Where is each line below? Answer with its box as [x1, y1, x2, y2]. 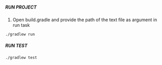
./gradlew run [5, 32, 35, 37]
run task [12, 22, 30, 28]
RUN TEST [5, 42, 28, 48]
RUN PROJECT [5, 4, 37, 10]
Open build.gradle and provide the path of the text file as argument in [12, 17, 157, 23]
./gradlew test [5, 55, 37, 60]
